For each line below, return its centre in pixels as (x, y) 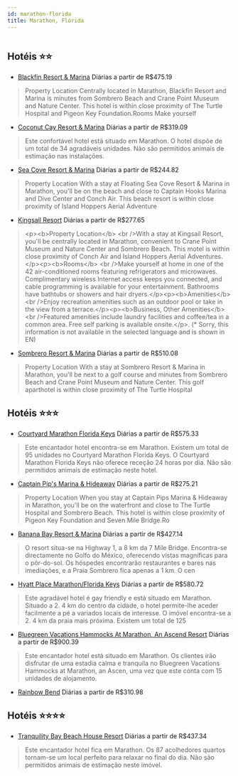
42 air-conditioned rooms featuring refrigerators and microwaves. (121, 271)
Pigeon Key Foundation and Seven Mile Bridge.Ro (97, 520)
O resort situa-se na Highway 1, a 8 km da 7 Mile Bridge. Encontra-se (126, 548)
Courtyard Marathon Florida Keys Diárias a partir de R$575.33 (108, 433)
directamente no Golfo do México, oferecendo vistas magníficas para (126, 556)
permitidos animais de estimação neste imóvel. (93, 765)
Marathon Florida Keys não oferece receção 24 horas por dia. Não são (128, 463)
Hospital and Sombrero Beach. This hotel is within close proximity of (125, 513)
